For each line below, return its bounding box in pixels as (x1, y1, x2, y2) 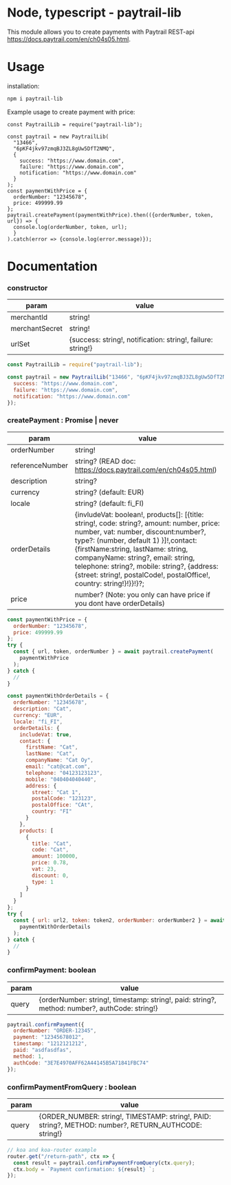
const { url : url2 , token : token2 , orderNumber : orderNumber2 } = (13, 917, 208, 924)
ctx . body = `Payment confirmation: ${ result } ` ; (13, 1166, 155, 1173)
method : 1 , (13, 1053, 45, 1060)
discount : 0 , (32, 872, 69, 879)
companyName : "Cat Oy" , (25, 757, 94, 764)
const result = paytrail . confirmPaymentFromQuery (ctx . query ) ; (13, 1159, 195, 1166)
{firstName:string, (74, 544, 132, 554)
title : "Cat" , (32, 840, 72, 847)
